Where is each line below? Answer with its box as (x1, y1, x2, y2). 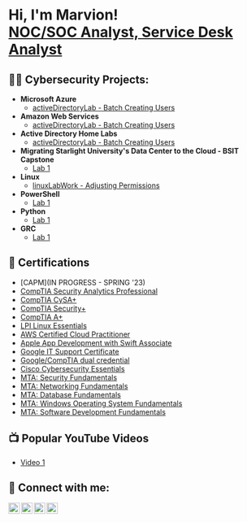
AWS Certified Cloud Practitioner (19, 329, 131, 339)
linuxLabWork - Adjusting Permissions (32, 181, 160, 190)
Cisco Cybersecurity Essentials (19, 363, 125, 373)
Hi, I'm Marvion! (8, 6, 119, 24)
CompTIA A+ (19, 311, 63, 322)
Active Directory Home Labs (19, 128, 118, 138)
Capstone (19, 154, 54, 164)
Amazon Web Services (19, 111, 99, 121)
